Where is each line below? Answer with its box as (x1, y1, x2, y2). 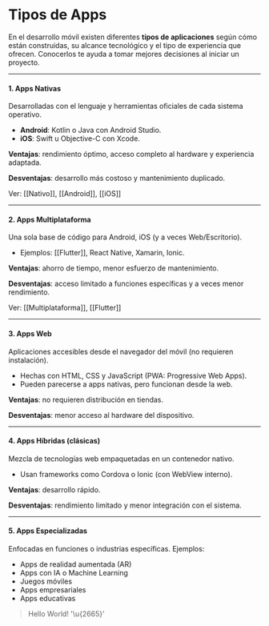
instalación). (8, 355, 50, 365)
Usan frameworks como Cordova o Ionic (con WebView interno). (19, 469, 233, 479)
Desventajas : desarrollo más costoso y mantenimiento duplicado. (8, 174, 226, 183)
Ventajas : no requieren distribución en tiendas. (8, 395, 164, 404)
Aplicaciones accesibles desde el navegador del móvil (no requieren (8, 347, 234, 356)
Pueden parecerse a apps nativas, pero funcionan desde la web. (19, 379, 233, 389)
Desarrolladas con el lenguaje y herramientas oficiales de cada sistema (8, 102, 243, 111)
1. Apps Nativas (8, 83, 62, 93)
